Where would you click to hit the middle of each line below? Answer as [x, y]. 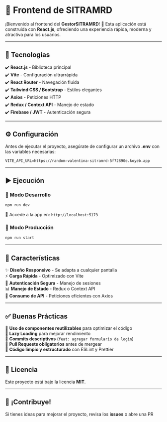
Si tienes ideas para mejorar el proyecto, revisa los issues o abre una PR [79, 414]
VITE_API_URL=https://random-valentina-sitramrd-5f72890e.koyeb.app [78, 161]
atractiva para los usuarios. [33, 34]
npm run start [20, 238]
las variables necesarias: [31, 151]
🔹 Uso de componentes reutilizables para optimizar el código [69, 328]
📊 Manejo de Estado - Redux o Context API [50, 289]
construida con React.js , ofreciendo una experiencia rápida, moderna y [78, 29]
